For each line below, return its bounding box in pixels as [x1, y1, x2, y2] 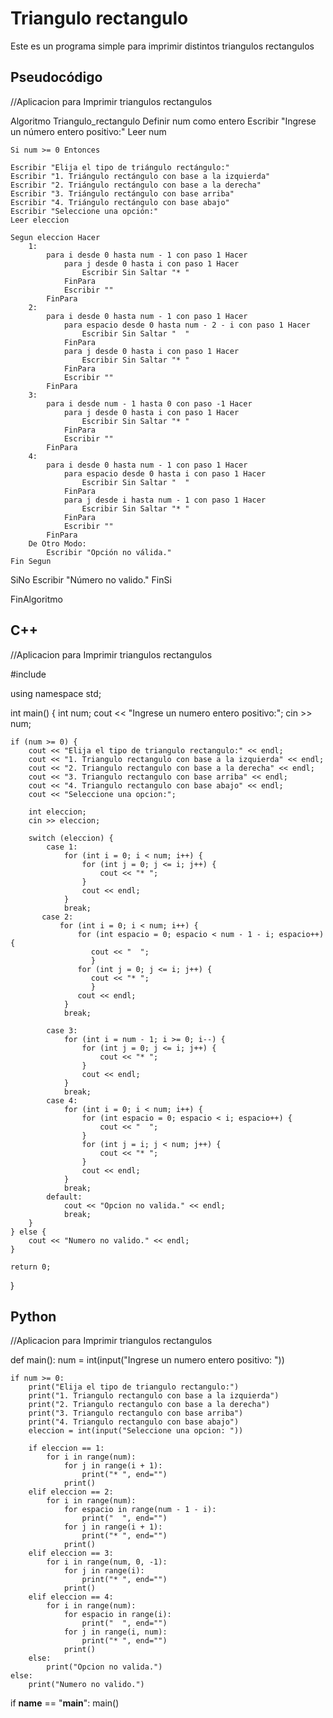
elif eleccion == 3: [28, 1548, 114, 1559]
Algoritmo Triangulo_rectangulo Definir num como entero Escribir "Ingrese [10, 115, 317, 127]
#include [10, 668, 47, 680]
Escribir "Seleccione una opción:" [10, 206, 159, 216]
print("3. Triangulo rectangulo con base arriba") [28, 1408, 244, 1419]
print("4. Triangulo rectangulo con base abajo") [28, 1417, 240, 1427]
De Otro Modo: [28, 538, 87, 549]
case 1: [46, 842, 78, 852]
